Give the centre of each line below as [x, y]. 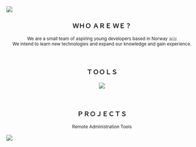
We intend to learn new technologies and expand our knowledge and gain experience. [102, 44]
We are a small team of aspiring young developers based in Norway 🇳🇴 [102, 39]
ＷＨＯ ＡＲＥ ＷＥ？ [102, 25]
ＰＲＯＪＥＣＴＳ [102, 114]
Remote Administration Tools [102, 126]
